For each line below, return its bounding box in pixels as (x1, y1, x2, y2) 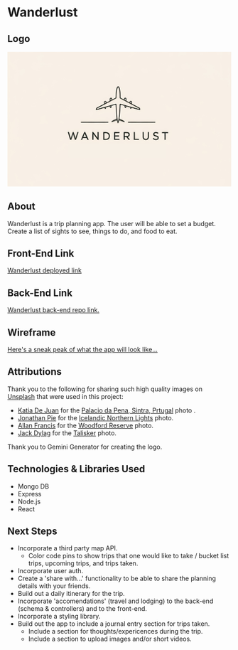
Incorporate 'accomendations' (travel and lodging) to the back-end (17, 597, 214, 605)
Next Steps (7, 525, 58, 537)
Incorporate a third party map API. (17, 544, 118, 553)
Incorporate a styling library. (17, 612, 101, 621)
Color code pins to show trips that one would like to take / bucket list (28, 552, 229, 560)
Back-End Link (7, 287, 73, 299)
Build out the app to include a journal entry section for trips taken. (17, 619, 210, 628)
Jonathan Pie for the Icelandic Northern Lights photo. (17, 413, 174, 422)
